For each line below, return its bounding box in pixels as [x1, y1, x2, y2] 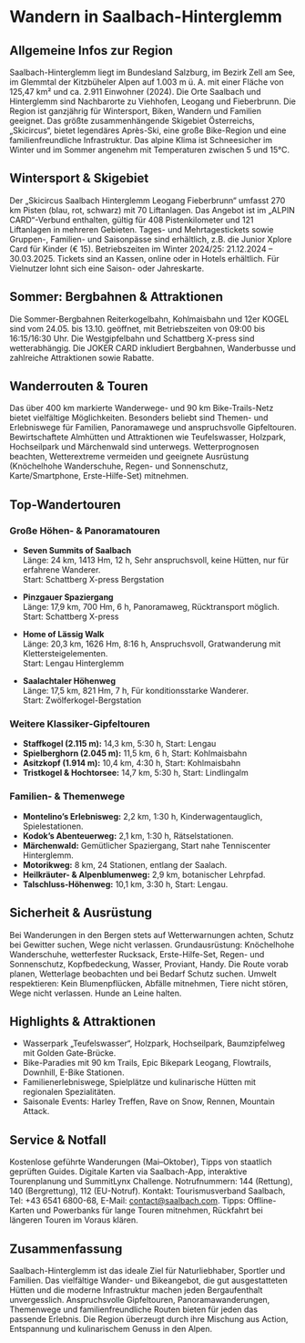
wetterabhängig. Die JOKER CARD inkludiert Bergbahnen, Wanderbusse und [9, 342, 296, 353]
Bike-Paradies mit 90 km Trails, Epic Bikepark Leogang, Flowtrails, [22, 1058, 271, 1069]
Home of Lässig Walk [22, 629, 105, 640]
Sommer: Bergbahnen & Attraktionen [9, 289, 223, 305]
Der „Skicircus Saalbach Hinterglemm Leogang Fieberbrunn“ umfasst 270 [9, 194, 286, 206]
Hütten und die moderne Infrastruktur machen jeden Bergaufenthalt [9, 1284, 263, 1296]
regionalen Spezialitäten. [22, 1087, 116, 1098]
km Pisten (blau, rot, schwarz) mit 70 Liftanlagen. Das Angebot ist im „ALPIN [9, 204, 296, 215]
